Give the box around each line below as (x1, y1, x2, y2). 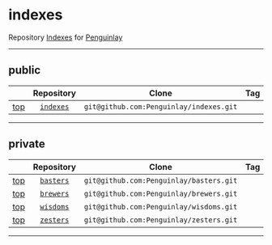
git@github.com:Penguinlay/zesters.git (83, 215, 238, 224)
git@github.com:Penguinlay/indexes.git (83, 102, 238, 111)
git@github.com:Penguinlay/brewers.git (83, 188, 238, 198)
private (8, 137, 46, 151)
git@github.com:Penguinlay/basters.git (83, 175, 238, 185)
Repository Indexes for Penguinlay (8, 32, 123, 42)
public (8, 63, 41, 78)
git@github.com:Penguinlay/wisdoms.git (83, 202, 238, 211)
